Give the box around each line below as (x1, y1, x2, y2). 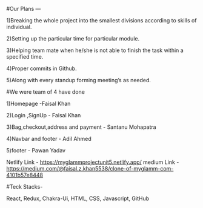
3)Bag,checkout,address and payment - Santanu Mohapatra (6, 123, 156, 131)
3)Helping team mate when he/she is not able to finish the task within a (6, 47, 184, 54)
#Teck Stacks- (6, 183, 43, 190)
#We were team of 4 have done (6, 88, 85, 96)
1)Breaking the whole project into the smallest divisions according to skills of (6, 17, 197, 24)
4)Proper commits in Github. (6, 65, 77, 72)
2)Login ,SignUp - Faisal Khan (6, 112, 81, 119)
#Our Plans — (6, 5, 41, 12)
